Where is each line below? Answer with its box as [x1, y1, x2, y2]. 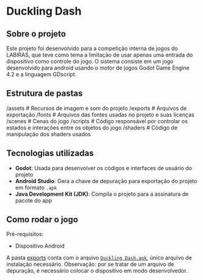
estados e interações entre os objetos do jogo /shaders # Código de [6, 124, 178, 131]
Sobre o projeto [6, 29, 66, 39]
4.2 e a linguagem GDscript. [6, 71, 77, 77]
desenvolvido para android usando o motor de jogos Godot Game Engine [6, 64, 190, 71]
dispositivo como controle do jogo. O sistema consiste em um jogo [6, 58, 174, 65]
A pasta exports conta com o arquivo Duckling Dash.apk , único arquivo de [6, 254, 192, 262]
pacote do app [15, 196, 52, 204]
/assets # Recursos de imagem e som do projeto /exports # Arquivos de [6, 104, 187, 112]
